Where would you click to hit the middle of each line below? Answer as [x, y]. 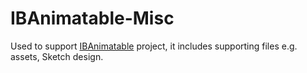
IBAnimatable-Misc [92, 18]
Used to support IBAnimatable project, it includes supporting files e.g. [154, 46]
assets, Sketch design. [57, 56]
